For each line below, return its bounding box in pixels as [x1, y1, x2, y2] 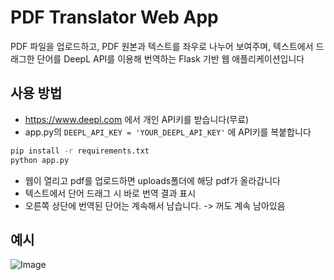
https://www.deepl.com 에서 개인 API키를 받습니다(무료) [24, 113, 250, 125]
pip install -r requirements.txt [10, 146, 150, 156]
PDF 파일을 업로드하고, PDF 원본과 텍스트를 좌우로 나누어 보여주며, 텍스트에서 [10, 40, 314, 52]
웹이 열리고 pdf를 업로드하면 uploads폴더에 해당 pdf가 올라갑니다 [24, 174, 281, 186]
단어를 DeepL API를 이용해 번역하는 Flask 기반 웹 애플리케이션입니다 [36, 52, 305, 65]
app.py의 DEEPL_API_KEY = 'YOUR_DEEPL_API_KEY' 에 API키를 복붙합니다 [24, 126, 312, 138]
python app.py [10, 155, 70, 165]
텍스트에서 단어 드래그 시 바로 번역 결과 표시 [24, 187, 197, 199]
